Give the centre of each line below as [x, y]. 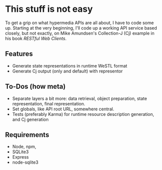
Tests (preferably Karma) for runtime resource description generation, [83, 114]
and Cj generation [30, 119]
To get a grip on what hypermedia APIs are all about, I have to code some [80, 23]
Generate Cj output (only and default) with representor [67, 71]
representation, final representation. [49, 103]
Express [20, 157]
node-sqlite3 [25, 162]
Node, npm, [24, 147]
